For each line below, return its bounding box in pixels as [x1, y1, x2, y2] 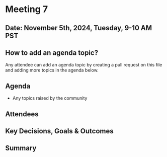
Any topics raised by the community [12, 95, 88, 101]
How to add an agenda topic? [5, 48, 99, 57]
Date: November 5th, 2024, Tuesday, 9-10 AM [5, 24, 152, 32]
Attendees [5, 110, 39, 118]
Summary [5, 144, 37, 152]
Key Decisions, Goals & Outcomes [5, 127, 114, 135]
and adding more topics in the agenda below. [5, 67, 99, 73]
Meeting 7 [5, 4, 48, 15]
